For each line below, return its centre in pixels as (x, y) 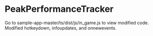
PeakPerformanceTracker (59, 9)
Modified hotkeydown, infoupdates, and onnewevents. (61, 28)
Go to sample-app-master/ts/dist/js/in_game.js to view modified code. (77, 23)
